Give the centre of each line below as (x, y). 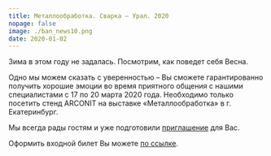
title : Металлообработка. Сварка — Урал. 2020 (89, 16)
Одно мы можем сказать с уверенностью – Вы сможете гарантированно (136, 77)
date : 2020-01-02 (38, 39)
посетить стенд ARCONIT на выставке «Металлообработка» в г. (120, 103)
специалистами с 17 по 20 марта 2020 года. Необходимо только (121, 95)
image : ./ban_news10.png (50, 31)
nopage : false (33, 24)
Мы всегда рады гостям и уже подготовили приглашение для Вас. (124, 128)
